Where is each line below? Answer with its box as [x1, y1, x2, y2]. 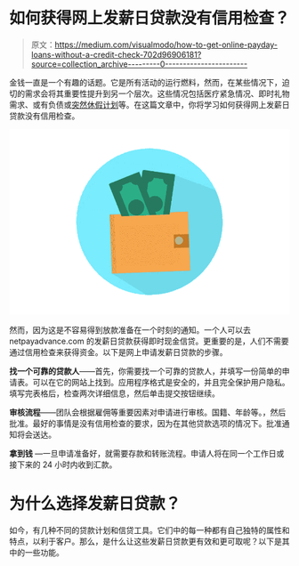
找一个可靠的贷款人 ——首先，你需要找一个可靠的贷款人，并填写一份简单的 [9, 366, 282, 376]
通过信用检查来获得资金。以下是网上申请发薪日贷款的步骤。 [9, 346, 228, 357]
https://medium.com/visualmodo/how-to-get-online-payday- [54, 39, 279, 50]
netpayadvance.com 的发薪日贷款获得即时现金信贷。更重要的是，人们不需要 [9, 336, 289, 346]
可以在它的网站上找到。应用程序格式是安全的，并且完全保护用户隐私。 [32, 376, 290, 387]
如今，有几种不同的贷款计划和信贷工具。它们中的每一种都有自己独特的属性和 [9, 524, 290, 535]
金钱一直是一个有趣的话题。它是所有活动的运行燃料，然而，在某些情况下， [9, 77, 282, 87]
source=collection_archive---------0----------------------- [30, 59, 247, 69]
